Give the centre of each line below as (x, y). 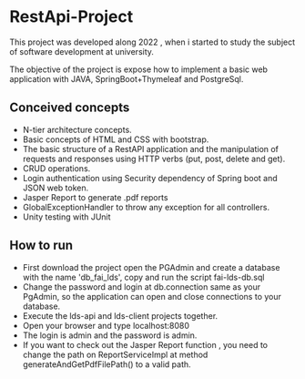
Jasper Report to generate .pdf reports (95, 197)
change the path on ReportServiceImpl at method (115, 354)
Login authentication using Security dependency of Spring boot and (150, 178)
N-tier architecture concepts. (77, 129)
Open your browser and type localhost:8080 (106, 325)
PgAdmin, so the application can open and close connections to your (152, 296)
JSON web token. (56, 188)
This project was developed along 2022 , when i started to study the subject (152, 42)
